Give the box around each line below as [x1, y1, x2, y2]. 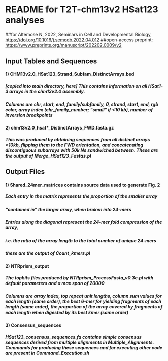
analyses [5, 14, 45, 26]
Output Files [5, 167, 45, 176]
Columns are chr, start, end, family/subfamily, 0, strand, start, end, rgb [5, 101, 159, 107]
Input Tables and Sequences [5, 57, 97, 66]
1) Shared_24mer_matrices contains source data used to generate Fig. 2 [5, 182, 160, 188]
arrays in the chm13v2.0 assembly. [9, 88, 85, 94]
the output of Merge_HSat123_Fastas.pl [5, 152, 91, 159]
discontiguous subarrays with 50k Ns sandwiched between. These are [5, 147, 158, 153]
